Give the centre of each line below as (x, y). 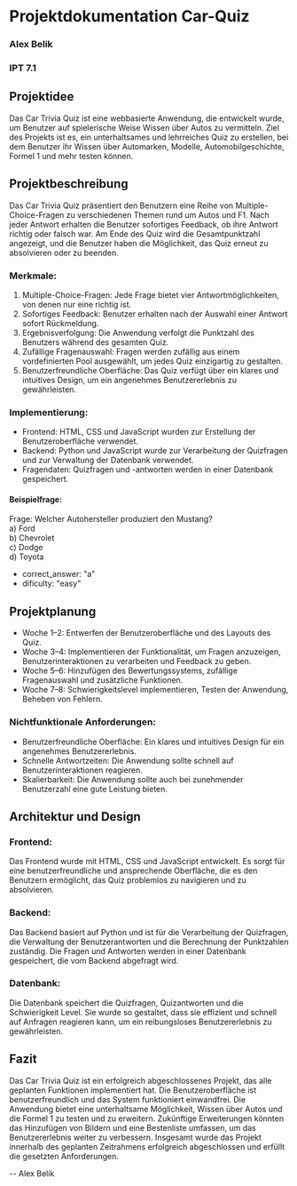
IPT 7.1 (23, 68)
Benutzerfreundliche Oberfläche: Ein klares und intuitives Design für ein (153, 741)
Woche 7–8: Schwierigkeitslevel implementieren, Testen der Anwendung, (155, 690)
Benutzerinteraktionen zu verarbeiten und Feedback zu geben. (137, 661)
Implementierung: (49, 413)
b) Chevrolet (32, 538)
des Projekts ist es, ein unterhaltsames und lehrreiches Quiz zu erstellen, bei (149, 137)
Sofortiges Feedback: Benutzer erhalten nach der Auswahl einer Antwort (155, 314)
